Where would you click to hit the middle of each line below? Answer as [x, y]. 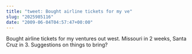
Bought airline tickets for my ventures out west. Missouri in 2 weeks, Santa [96, 39]
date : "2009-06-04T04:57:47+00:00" [50, 22]
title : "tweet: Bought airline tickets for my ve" [69, 11]
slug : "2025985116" [30, 17]
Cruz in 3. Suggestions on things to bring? [57, 45]
